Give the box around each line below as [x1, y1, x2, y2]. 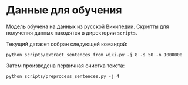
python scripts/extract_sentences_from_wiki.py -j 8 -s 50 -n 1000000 [6, 52, 183, 57]
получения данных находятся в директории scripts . [6, 29, 137, 36]
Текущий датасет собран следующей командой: [6, 40, 128, 47]
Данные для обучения [6, 4, 122, 17]
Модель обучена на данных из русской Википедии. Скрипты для [6, 23, 169, 30]
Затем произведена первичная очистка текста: [6, 62, 125, 69]
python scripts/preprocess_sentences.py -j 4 [6, 73, 119, 79]
